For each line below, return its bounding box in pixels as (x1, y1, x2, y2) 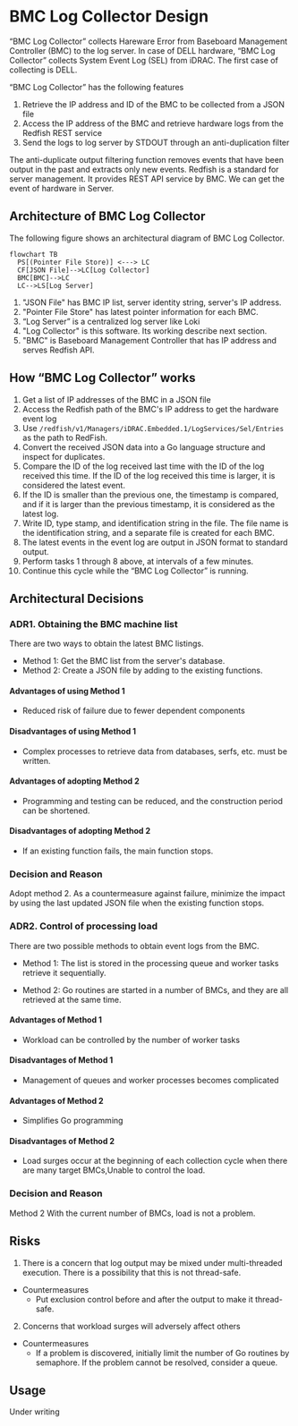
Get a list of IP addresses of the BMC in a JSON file (21, 394, 212, 404)
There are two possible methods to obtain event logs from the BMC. (9, 940, 260, 951)
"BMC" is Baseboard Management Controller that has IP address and (21, 335, 277, 345)
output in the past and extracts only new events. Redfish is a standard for (9, 164, 279, 174)
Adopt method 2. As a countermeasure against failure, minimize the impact (9, 888, 285, 899)
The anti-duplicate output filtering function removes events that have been (9, 154, 285, 165)
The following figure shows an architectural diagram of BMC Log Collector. (9, 233, 285, 243)
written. (21, 755, 51, 766)
